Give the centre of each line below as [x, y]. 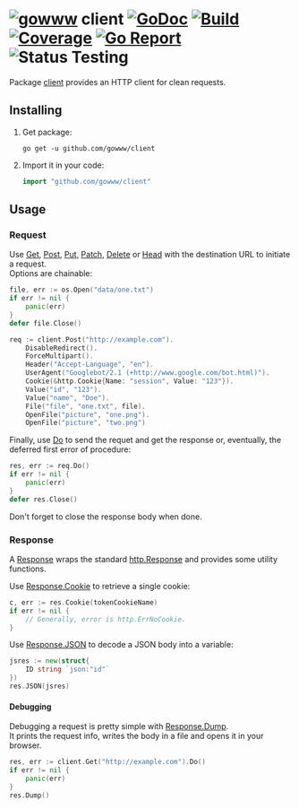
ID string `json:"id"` [68, 670]
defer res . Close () [43, 499]
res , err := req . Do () [50, 466]
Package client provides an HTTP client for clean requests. [118, 82]
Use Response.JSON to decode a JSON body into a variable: [121, 645]
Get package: [47, 132]
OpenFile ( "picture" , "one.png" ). [88, 414]
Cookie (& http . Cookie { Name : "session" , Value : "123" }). [130, 381]
